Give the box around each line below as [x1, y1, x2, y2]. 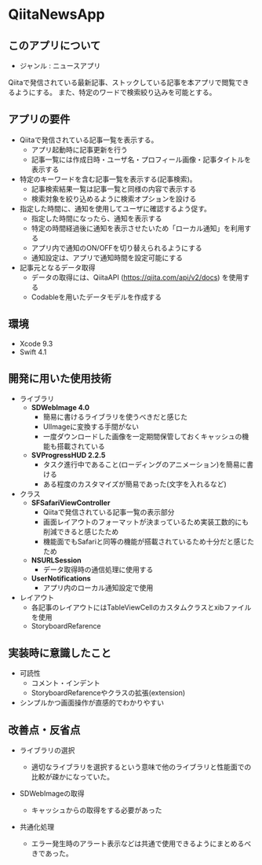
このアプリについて [8, 38, 101, 52]
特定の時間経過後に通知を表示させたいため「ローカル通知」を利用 [31, 223, 245, 233]
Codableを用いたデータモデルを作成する [31, 292, 162, 302]
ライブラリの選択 [19, 746, 75, 755]
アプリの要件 [8, 112, 71, 126]
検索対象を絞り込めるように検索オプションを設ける [31, 194, 197, 203]
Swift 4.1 [19, 347, 47, 357]
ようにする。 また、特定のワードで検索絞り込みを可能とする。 [14, 88, 217, 97]
